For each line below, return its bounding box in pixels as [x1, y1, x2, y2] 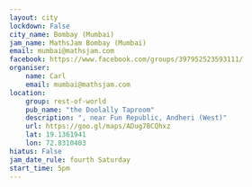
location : [9, 88, 47, 97]
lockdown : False [9, 22, 70, 31]
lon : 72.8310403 [25, 138, 87, 147]
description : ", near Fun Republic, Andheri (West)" [25, 113, 228, 122]
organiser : [9, 64, 50, 73]
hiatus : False [9, 147, 63, 156]
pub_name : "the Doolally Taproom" [25, 105, 155, 114]
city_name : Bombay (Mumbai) [9, 30, 115, 39]
